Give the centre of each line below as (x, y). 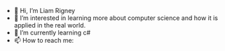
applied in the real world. (50, 25)
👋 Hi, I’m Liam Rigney (45, 11)
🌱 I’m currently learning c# (52, 32)
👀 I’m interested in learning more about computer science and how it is (116, 18)
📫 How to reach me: (44, 40)
